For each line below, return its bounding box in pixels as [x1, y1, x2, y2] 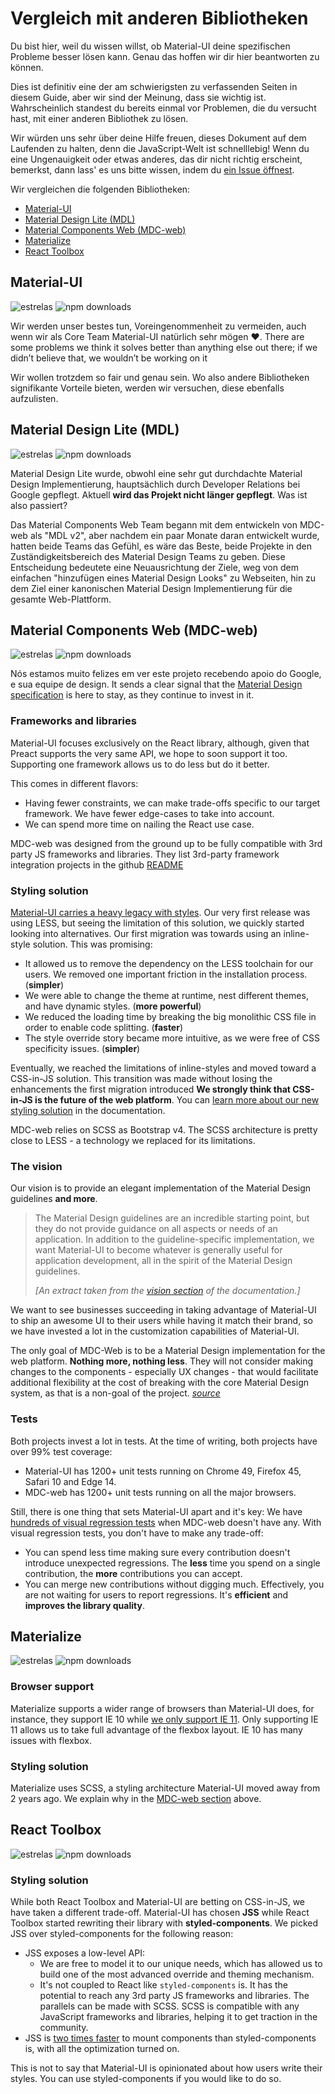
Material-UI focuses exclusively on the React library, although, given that [10, 737, 310, 749]
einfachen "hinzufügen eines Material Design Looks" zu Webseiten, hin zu [10, 572, 317, 584]
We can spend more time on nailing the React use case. [24, 818, 255, 830]
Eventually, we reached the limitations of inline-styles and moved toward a [10, 1062, 317, 1074]
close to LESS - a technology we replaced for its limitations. [10, 1134, 256, 1146]
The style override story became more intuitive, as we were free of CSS [24, 1032, 320, 1044]
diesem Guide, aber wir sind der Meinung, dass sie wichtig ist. [10, 91, 267, 103]
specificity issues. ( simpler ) [24, 1042, 141, 1054]
